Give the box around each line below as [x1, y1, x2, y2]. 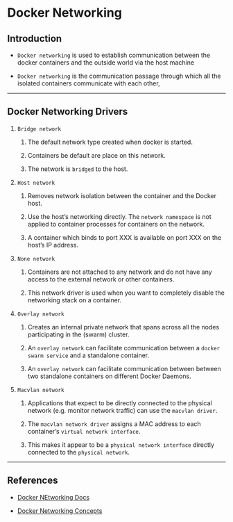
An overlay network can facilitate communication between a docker [27, 343, 221, 352]
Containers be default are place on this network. [27, 151, 166, 159]
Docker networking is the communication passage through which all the [17, 72, 221, 80]
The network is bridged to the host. [27, 165, 128, 173]
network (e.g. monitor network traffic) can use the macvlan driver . [27, 406, 218, 414]
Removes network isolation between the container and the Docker [27, 191, 217, 199]
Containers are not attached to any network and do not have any [27, 268, 213, 276]
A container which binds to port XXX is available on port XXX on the [27, 233, 222, 241]
